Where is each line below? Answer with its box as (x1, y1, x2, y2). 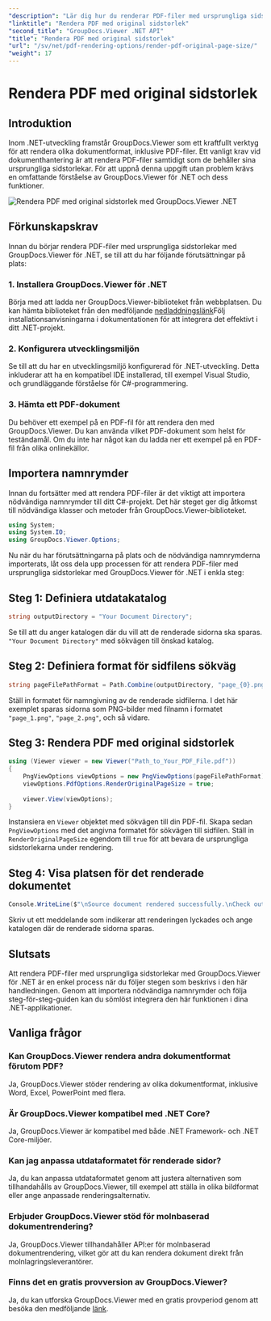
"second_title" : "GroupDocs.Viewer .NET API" (8, 27, 164, 35)
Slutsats (8, 947, 51, 961)
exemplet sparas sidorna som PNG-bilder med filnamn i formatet (8, 704, 223, 713)
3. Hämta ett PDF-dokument (8, 399, 121, 410)
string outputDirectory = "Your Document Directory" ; (8, 612, 194, 620)
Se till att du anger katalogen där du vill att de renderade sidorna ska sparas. (8, 627, 263, 637)
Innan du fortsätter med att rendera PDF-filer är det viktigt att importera (8, 488, 246, 497)
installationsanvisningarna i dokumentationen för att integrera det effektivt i (8, 315, 258, 324)
